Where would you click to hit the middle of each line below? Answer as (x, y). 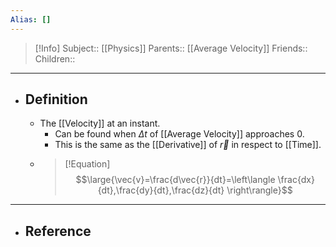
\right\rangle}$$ (259, 190)
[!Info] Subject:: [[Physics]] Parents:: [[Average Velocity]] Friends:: (171, 48)
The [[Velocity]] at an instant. (100, 123)
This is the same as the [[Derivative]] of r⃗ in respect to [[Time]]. (188, 145)
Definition (56, 99)
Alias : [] (31, 19)
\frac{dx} (296, 180)
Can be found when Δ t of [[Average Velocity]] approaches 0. (179, 134)
